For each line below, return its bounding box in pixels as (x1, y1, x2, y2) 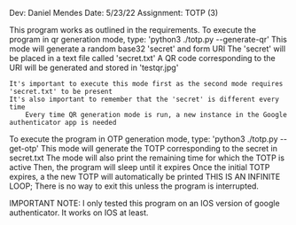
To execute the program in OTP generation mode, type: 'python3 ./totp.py (9, 134, 278, 144)
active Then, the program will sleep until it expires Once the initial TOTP (9, 162, 270, 172)
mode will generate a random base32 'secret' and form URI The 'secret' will (9, 43, 286, 54)
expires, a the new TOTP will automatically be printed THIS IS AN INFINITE (9, 172, 281, 182)
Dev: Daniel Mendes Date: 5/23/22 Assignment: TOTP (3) (9, 8, 219, 18)
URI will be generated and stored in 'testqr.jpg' (9, 62, 179, 73)
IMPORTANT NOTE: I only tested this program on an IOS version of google (9, 198, 281, 208)
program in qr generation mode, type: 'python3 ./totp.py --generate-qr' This (9, 35, 288, 44)
